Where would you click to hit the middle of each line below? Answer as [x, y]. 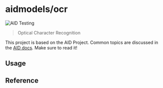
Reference [22, 80]
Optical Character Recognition [49, 32]
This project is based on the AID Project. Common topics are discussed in [82, 42]
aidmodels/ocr [37, 9]
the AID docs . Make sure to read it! [41, 47]
